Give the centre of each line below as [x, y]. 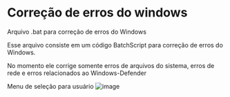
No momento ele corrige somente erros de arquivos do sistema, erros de [111, 65]
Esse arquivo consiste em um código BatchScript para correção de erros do [115, 45]
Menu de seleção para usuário [51, 86]
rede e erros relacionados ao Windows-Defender [77, 73]
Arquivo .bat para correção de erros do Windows [77, 32]
